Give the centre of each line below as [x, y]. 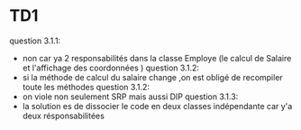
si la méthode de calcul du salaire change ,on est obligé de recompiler [153, 77]
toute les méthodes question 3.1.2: [86, 87]
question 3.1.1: [35, 41]
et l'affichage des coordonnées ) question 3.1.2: [111, 68]
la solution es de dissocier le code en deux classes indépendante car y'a [157, 106]
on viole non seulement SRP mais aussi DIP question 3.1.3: [130, 97]
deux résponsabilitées [64, 116]
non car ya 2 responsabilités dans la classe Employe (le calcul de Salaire [157, 58]
